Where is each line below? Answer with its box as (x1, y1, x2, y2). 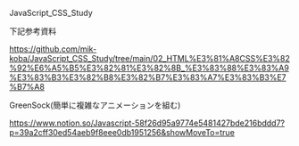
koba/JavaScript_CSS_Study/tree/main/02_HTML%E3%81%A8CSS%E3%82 (9, 53, 290, 63)
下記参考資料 (9, 26, 56, 36)
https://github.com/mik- (9, 44, 97, 54)
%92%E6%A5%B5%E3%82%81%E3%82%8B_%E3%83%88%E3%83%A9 (9, 62, 290, 73)
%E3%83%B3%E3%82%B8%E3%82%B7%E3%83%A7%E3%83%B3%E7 (9, 72, 287, 83)
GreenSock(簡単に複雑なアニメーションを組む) (9, 100, 181, 110)
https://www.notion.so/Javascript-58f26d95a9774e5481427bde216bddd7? (9, 118, 286, 128)
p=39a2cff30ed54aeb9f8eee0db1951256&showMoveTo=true (9, 127, 235, 137)
